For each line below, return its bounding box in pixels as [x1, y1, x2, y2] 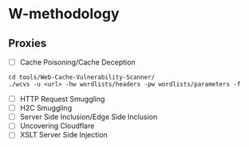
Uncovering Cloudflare [19, 121, 95, 131]
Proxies [8, 37, 47, 50]
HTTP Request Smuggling [19, 95, 105, 104]
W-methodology [8, 5, 120, 23]
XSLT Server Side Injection [19, 130, 108, 140]
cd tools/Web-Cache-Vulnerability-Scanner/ [8, 73, 156, 82]
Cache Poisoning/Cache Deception [19, 57, 136, 67]
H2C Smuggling [19, 103, 73, 113]
